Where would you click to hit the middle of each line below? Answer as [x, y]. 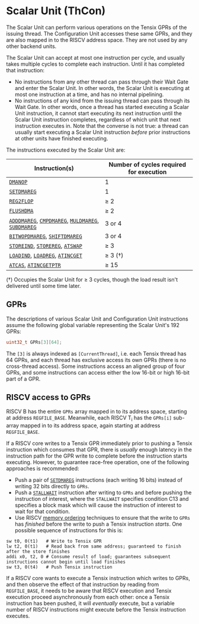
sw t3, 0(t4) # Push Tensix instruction [59, 567]
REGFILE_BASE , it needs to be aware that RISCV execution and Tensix [89, 591]
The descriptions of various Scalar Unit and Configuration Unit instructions [97, 319]
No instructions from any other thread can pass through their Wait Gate [101, 82]
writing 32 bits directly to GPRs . [52, 487]
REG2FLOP [21, 201]
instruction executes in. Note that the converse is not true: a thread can [102, 126]
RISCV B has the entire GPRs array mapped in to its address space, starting [97, 412]
